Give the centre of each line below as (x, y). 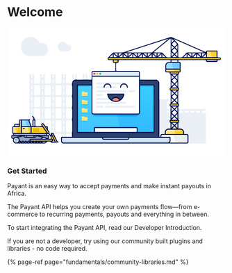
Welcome (35, 12)
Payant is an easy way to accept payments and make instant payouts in (109, 186)
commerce (23, 214)
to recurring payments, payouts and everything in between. (124, 214)
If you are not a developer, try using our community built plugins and (105, 241)
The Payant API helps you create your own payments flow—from (100, 207)
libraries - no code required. (48, 249)
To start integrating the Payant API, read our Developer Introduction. (105, 228)
